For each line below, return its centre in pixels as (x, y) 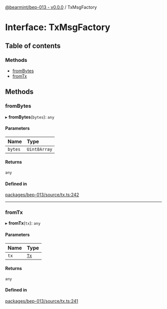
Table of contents (33, 46)
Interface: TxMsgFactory (58, 27)
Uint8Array (40, 149)
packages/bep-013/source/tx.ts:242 (42, 195)
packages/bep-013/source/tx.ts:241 (42, 301)
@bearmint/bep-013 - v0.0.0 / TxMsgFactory (51, 7)
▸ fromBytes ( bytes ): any (30, 117)
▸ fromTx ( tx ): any (23, 223)
